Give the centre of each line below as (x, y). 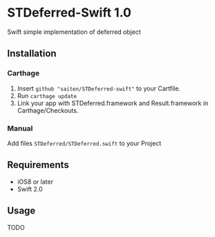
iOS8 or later (35, 182)
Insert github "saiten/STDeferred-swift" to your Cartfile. (99, 88)
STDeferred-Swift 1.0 (69, 13)
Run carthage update (47, 95)
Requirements (38, 165)
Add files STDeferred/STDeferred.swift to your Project (84, 143)
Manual (20, 128)
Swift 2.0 (30, 189)
